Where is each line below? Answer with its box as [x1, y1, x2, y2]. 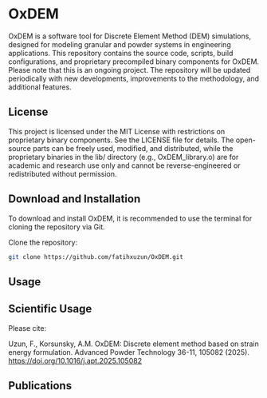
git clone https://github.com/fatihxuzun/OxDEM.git [8, 253, 183, 261]
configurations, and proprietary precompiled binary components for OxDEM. [8, 57, 260, 66]
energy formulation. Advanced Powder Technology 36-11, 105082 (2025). [8, 347, 249, 356]
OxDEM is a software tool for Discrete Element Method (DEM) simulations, [8, 31, 251, 41]
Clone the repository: [8, 237, 78, 247]
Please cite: [8, 323, 47, 332]
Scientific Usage [8, 302, 92, 316]
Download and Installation [8, 193, 141, 206]
